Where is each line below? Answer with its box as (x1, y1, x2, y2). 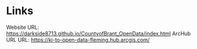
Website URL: (6, 24, 40, 31)
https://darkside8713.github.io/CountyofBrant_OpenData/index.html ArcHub (6, 30, 191, 37)
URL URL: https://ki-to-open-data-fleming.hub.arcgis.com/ (6, 36, 150, 43)
